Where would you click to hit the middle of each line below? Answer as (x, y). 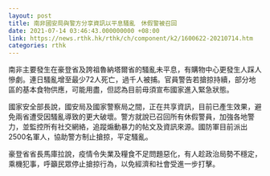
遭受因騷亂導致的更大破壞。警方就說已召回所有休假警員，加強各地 (138, 117)
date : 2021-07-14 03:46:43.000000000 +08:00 (84, 31)
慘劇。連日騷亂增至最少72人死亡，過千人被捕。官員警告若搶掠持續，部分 (129, 80)
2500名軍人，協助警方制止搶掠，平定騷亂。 (80, 137)
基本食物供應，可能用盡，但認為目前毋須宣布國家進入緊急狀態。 (128, 90)
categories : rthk (37, 46)
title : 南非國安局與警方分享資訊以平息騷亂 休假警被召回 (93, 23)
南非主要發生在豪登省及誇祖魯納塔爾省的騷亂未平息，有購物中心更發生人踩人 (135, 70)
